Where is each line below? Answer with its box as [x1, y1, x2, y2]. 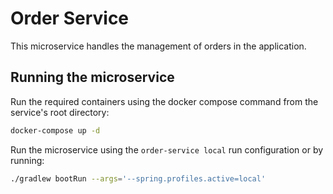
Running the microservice [10, 69, 175, 86]
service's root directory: [10, 106, 110, 118]
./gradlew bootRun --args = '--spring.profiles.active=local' [10, 173, 267, 184]
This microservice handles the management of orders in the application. [10, 40, 307, 52]
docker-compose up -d [10, 125, 101, 136]
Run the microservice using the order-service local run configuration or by [10, 143, 324, 156]
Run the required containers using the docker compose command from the [10, 95, 319, 107]
